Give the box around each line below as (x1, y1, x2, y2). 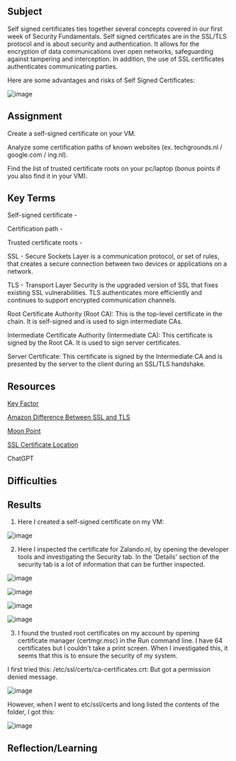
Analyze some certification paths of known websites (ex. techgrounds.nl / (7, 143, 223, 151)
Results (7, 499, 42, 511)
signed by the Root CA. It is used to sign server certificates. (7, 338, 181, 347)
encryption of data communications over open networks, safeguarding (7, 47, 214, 55)
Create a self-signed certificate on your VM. (7, 129, 136, 138)
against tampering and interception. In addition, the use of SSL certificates (7, 55, 225, 63)
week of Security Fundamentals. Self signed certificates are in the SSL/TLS (7, 32, 227, 40)
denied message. (7, 673, 58, 682)
